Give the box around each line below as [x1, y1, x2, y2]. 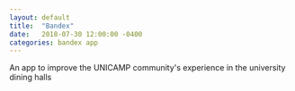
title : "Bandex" [9, 21, 75, 30]
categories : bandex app [9, 37, 99, 47]
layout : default [9, 12, 70, 22]
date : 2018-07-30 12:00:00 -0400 [9, 29, 143, 38]
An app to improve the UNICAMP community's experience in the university [9, 62, 286, 73]
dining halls [9, 72, 52, 83]
